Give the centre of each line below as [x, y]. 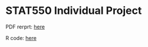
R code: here [21, 38]
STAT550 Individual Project [74, 11]
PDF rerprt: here [25, 27]
